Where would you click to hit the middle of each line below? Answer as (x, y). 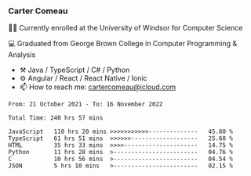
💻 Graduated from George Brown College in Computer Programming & (123, 44)
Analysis (22, 55)
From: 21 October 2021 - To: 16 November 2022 (85, 104)
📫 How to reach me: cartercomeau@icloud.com (98, 87)
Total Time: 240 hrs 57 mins (56, 118)
